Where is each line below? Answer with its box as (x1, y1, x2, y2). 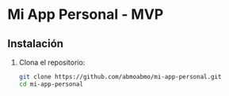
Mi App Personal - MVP (7, 6, 164, 24)
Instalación (7, 37, 64, 50)
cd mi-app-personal (18, 80, 84, 88)
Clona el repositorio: (18, 57, 86, 67)
